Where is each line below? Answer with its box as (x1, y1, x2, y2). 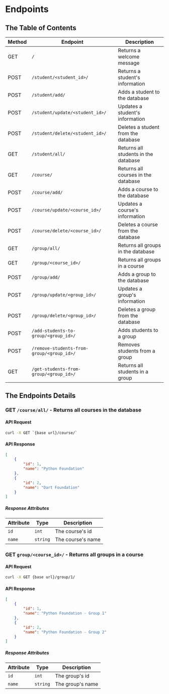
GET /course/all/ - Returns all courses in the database (5, 406, 142, 413)
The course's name (55, 536, 101, 543)
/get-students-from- (32, 366, 81, 372)
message (118, 59, 140, 66)
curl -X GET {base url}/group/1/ (5, 575, 75, 580)
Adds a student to (118, 89, 160, 95)
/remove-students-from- (32, 345, 89, 351)
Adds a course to (118, 186, 158, 193)
